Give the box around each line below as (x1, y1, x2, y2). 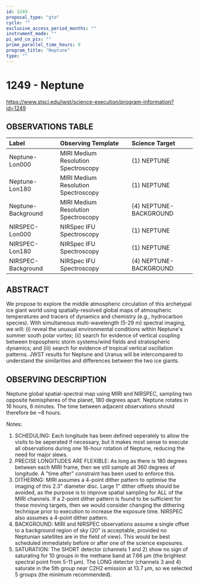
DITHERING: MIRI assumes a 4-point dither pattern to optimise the (14, 476, 176, 483)
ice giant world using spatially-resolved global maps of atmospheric (6, 307, 172, 314)
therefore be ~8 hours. (6, 409, 62, 416)
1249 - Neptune (6, 78, 85, 92)
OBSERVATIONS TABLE (6, 121, 94, 131)
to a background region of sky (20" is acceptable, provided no (14, 527, 167, 534)
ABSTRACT (6, 285, 49, 295)
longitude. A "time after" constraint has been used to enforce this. (14, 470, 176, 477)
